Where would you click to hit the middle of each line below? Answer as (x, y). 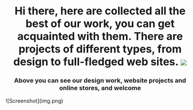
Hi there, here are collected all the (100, 11)
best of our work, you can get (100, 24)
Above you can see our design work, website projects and (100, 81)
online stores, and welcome (100, 88)
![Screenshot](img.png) (34, 101)
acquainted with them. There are (100, 36)
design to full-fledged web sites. (96, 62)
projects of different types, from (100, 49)
